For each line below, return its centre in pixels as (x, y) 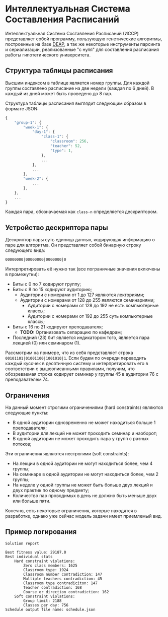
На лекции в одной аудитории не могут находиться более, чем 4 (82, 463)
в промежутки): (22, 275)
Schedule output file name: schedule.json (50, 609)
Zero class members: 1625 (51, 565)
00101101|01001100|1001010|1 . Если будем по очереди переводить (76, 358)
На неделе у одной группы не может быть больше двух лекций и (82, 485)
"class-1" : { (55, 136)
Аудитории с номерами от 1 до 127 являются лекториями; (82, 295)
